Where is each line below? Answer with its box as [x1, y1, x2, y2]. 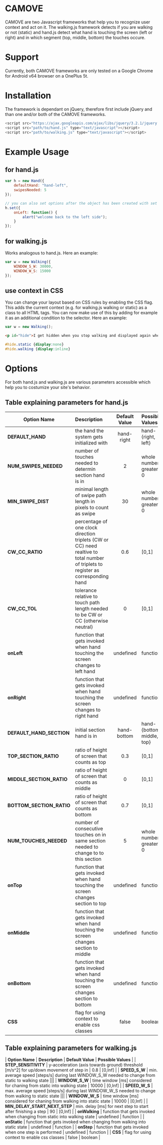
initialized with [75, 439, 108, 446]
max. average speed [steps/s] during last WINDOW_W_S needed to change [5, 1088, 156, 1094]
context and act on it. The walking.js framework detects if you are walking [5, 24, 153, 30]
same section [75, 837, 106, 844]
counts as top [75, 758, 106, 765]
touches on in [75, 831, 106, 838]
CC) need [75, 542, 97, 549]
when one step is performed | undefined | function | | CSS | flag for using [5, 1129, 151, 1135]
